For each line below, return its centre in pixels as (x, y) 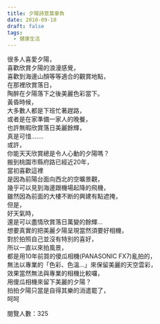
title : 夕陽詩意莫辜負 (36, 13)
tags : (15, 33)
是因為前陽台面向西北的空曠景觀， (55, 179)
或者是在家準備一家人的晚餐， (49, 119)
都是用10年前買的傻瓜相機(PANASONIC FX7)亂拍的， (82, 256)
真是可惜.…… (25, 136)
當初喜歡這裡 (25, 171)
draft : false (26, 26)
